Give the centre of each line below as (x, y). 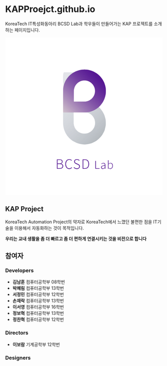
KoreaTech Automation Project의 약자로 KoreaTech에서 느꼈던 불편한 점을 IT (81, 222)
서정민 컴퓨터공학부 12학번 (38, 294)
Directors (17, 333)
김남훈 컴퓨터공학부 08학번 (38, 282)
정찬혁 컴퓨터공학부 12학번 (38, 319)
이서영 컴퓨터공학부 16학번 (38, 307)
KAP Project (24, 209)
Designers (18, 357)
